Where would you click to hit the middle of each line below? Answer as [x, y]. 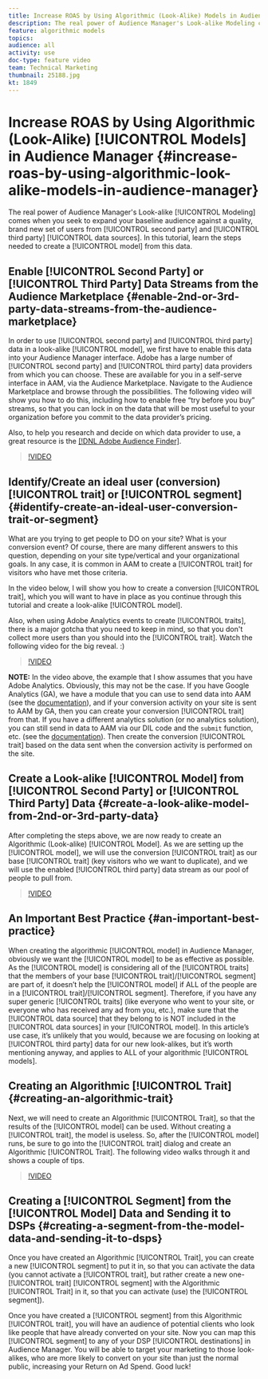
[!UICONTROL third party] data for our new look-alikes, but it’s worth [121, 1044]
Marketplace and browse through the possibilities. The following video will [130, 392]
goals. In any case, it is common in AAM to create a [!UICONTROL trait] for [130, 564]
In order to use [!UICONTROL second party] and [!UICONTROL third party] [130, 341]
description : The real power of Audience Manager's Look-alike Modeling [132, 23]
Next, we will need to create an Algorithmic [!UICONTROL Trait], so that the [132, 1117]
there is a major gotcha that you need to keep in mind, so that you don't [126, 630]
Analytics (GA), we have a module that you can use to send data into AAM [130, 694]
